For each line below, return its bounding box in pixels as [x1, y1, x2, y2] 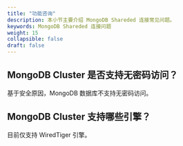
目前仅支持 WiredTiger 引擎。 [7, 130, 91, 138]
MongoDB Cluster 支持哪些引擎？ [7, 111, 151, 123]
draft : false [7, 42, 45, 49]
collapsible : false [7, 36, 64, 43]
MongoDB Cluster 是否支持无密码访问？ [7, 70, 178, 81]
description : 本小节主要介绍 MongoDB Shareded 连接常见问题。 [7, 17, 175, 23]
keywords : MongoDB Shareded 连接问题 [7, 23, 112, 30]
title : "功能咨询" [7, 10, 57, 17]
